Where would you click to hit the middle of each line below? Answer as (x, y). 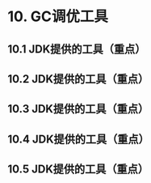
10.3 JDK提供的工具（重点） (78, 109)
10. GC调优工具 (58, 17)
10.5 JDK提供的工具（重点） (78, 170)
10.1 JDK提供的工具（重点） (77, 49)
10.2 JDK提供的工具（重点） (78, 79)
